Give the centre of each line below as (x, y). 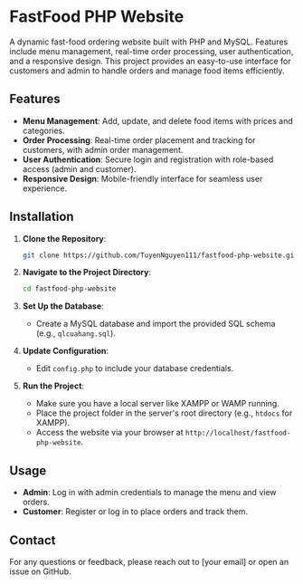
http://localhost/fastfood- (238, 433)
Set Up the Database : (63, 306)
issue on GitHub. (40, 571)
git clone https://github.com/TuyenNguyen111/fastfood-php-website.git (160, 255)
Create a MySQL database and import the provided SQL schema (156, 324)
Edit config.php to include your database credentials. (135, 369)
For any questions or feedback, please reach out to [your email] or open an (149, 561)
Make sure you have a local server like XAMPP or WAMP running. (158, 404)
